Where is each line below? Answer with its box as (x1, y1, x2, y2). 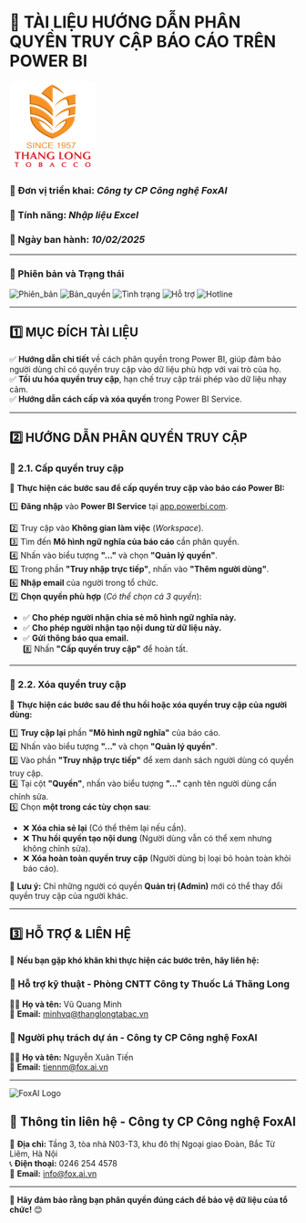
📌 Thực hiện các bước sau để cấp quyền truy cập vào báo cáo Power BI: (9, 483, 285, 494)
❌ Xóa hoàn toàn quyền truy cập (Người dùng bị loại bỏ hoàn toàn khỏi (22, 852, 291, 863)
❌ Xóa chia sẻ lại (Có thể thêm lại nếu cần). (22, 822, 187, 833)
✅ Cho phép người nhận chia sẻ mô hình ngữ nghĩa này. (22, 612, 237, 623)
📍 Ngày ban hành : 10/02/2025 (9, 234, 146, 246)
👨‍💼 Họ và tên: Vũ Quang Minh (9, 998, 123, 1009)
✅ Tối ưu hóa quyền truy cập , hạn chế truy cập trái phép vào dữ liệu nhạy (9, 373, 287, 384)
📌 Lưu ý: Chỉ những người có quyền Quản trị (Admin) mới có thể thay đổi (9, 880, 283, 892)
